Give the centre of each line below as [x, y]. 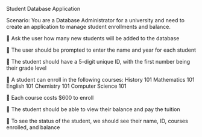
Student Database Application [43, 9]
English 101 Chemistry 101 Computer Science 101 [66, 86]
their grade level [27, 68]
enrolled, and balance [33, 127]
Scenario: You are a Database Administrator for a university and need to [96, 20]
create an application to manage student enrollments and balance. [88, 27]
